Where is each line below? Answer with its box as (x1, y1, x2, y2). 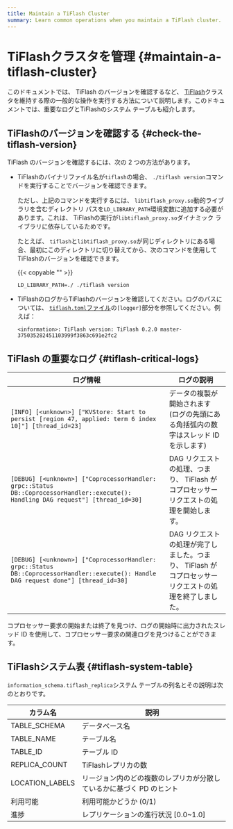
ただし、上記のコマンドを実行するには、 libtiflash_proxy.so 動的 (17, 196, 206, 205)
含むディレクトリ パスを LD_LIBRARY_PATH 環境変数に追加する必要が (35, 205, 224, 213)
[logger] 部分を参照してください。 (116, 304, 215, 312)
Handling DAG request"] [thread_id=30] (10, 496, 142, 504)
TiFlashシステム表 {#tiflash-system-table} (7, 661, 193, 673)
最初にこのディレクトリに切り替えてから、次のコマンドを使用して (29, 246, 217, 254)
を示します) (169, 441, 207, 450)
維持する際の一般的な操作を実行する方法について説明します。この (19, 97, 207, 105)
